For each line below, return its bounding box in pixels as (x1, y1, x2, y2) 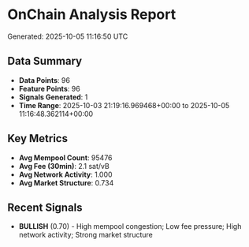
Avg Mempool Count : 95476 (18, 152, 113, 163)
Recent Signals (7, 200, 84, 214)
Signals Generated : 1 (18, 92, 88, 102)
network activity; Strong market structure (18, 230, 153, 240)
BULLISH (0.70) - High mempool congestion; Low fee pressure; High (18, 222, 242, 231)
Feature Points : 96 (18, 84, 80, 93)
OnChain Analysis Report (7, 6, 177, 24)
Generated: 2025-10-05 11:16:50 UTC (7, 32, 128, 41)
